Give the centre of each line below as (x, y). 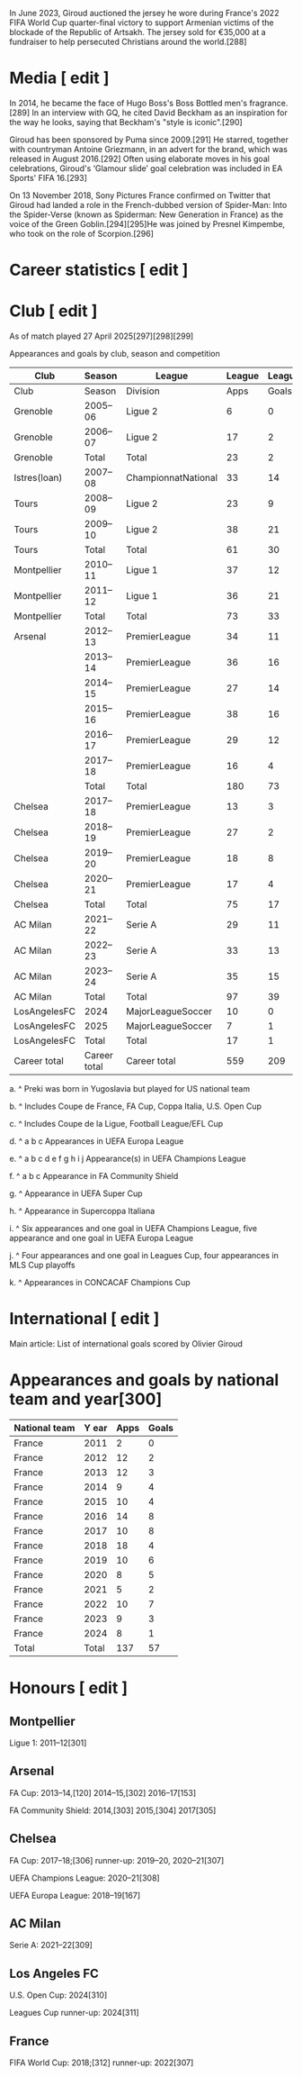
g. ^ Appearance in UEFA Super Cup (76, 1193)
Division (142, 391)
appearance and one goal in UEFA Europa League (102, 1238)
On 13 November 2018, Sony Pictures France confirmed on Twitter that (140, 195)
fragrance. (269, 103)
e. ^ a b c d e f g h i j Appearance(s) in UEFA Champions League (128, 1159)
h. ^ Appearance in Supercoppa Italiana (82, 1211)
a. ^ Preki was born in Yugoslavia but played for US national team (129, 1089)
